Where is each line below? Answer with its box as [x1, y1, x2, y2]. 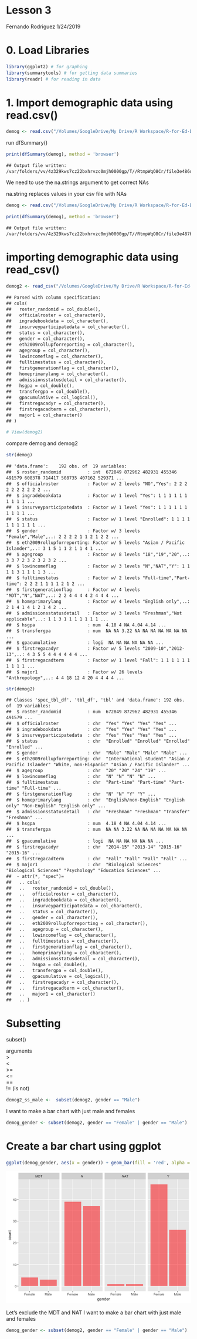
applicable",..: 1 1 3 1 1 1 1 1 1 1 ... [6, 616, 109, 622]
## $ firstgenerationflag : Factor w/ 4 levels [6, 586, 141, 593]
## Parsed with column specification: [6, 295, 101, 300]
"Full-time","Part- [142, 575, 191, 581]
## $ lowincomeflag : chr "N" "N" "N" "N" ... [6, 774, 157, 780]
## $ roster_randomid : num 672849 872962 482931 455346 [6, 709, 177, 715]
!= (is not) [6, 1085, 30, 1092]
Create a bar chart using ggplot [6, 1140, 161, 1153]
